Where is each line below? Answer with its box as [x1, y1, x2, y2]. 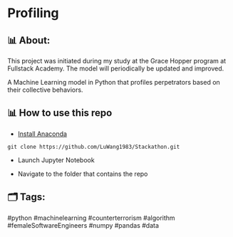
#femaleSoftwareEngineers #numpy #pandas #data [7, 221, 159, 229]
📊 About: [7, 34, 51, 46]
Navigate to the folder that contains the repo [17, 169, 148, 178]
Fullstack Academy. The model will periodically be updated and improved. [7, 64, 224, 73]
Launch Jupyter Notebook [17, 155, 95, 164]
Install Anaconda [17, 130, 68, 138]
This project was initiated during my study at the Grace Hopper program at [7, 57, 227, 65]
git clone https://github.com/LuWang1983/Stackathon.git [7, 143, 180, 150]
